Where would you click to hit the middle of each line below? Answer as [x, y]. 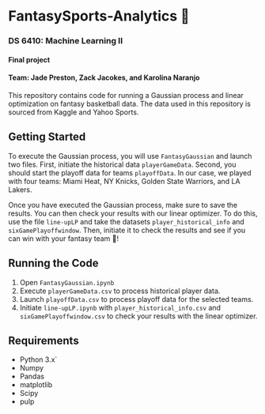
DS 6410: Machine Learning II [66, 41]
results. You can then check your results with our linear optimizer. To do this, [133, 213]
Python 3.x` [38, 359]
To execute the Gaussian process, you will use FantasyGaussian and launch [130, 156]
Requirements [44, 340]
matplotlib [36, 385]
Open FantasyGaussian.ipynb [67, 282]
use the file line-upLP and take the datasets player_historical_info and [127, 221]
